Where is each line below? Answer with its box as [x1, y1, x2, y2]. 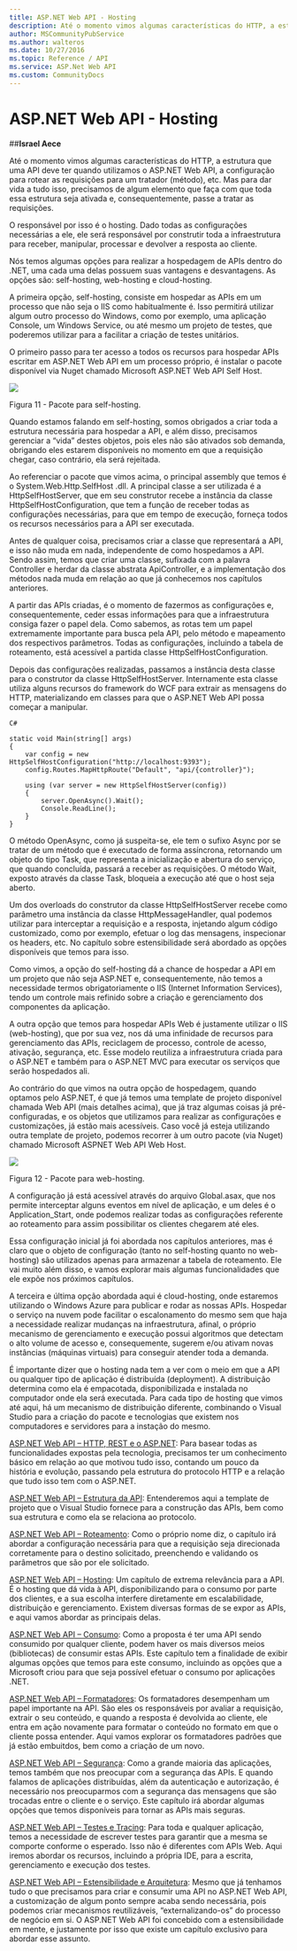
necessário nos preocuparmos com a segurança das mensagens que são [9, 1785, 277, 1796]
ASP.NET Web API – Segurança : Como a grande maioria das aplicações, [9, 1757, 272, 1768]
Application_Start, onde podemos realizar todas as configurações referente [9, 1209, 284, 1220]
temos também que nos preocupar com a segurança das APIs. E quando [9, 1767, 274, 1777]
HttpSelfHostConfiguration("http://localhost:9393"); [9, 757, 212, 767]
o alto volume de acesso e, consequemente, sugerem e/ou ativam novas [9, 1338, 274, 1348]
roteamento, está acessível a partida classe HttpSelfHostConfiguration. [9, 646, 269, 657]
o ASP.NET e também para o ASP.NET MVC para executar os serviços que [9, 1056, 280, 1066]
